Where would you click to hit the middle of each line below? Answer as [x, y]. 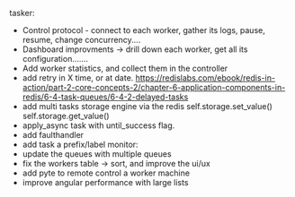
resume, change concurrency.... [81, 40]
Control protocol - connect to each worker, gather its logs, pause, [143, 30]
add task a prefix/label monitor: [80, 144]
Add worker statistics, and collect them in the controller [125, 68]
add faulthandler [53, 135]
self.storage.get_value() [66, 116]
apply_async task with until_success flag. [98, 125]
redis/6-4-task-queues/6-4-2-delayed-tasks [105, 97]
